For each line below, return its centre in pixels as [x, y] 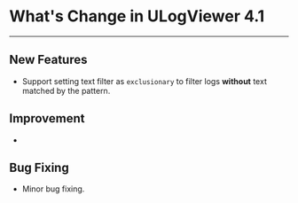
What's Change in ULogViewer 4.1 [137, 16]
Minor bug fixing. [53, 189]
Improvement [47, 118]
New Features [48, 60]
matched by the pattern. [66, 90]
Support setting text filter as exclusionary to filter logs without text [145, 81]
